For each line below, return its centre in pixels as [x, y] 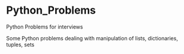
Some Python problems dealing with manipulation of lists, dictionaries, [92, 38]
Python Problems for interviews [45, 27]
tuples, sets [20, 45]
